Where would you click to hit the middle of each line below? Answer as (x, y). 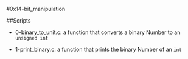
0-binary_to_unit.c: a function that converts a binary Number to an (98, 32)
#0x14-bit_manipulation (36, 9)
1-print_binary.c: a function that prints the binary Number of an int (99, 49)
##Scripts (19, 20)
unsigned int (32, 38)
